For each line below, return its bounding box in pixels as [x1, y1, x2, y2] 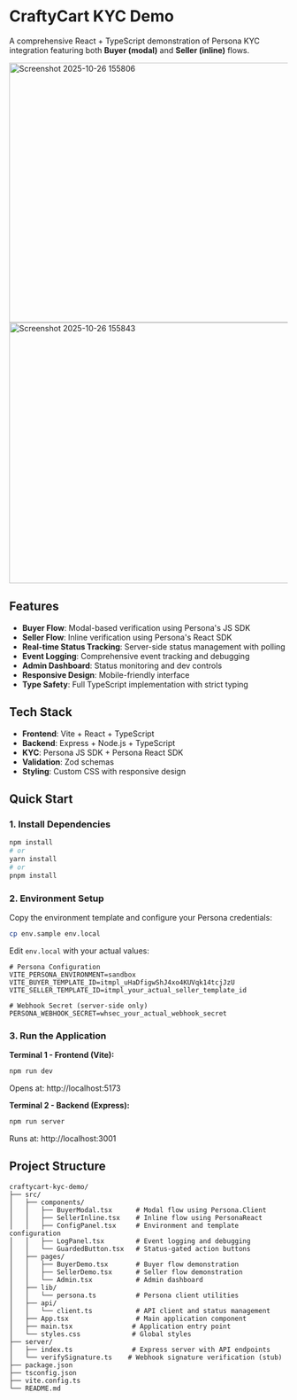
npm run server [9, 1116, 65, 1126]
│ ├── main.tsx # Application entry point [9, 1322, 232, 1331]
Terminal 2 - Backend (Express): [9, 1100, 130, 1110]
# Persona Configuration [9, 962, 101, 971]
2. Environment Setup [9, 892, 104, 905]
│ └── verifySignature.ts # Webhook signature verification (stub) [9, 1353, 283, 1362]
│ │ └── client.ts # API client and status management [9, 1306, 271, 1315]
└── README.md [9, 1384, 62, 1393]
